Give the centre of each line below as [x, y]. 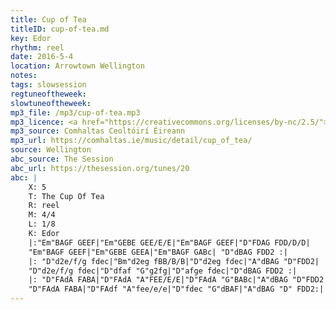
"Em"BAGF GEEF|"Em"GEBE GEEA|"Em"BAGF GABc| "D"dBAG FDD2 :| [158, 252]
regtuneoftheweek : [48, 94]
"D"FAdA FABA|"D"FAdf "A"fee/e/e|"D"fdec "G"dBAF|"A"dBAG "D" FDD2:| [176, 289]
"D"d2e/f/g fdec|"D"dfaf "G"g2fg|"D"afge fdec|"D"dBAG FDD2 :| [163, 271]
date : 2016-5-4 [42, 57]
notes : [24, 76]
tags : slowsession [48, 85]
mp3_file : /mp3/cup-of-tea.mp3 [75, 112]
